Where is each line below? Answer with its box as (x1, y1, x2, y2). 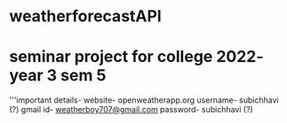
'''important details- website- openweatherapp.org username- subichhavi (9, 95, 279, 105)
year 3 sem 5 (9, 65, 107, 86)
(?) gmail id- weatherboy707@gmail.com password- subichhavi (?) (9, 104, 253, 115)
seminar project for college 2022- (9, 47, 264, 67)
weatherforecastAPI (9, 6, 162, 27)
